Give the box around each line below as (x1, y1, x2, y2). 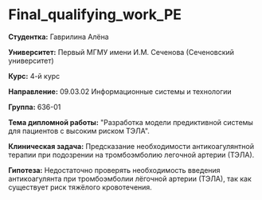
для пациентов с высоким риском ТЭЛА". (8, 126, 150, 135)
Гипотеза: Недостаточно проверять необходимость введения (8, 165, 221, 175)
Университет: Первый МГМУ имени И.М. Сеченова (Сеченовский (8, 47, 235, 57)
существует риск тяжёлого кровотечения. (8, 182, 153, 192)
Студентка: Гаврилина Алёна (8, 32, 109, 41)
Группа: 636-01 (8, 102, 61, 112)
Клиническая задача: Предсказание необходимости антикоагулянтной (8, 141, 255, 151)
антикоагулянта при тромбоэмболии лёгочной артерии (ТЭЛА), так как (8, 174, 252, 183)
